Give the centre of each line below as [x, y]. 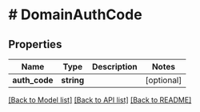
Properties [35, 44]
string [73, 80]
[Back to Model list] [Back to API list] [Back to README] [100, 100]
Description [114, 67]
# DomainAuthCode [75, 15]
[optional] [164, 80]
